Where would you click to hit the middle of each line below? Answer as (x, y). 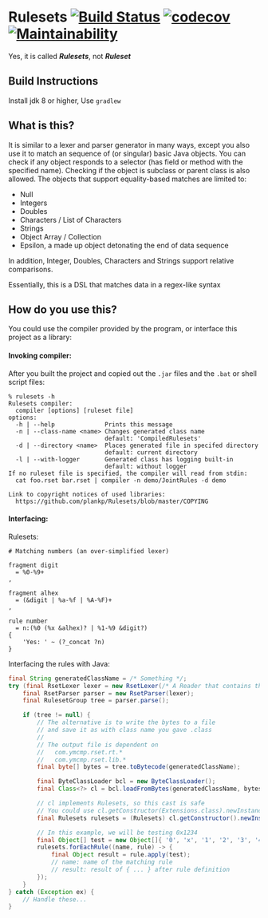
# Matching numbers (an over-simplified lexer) (89, 551)
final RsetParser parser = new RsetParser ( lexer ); (108, 693)
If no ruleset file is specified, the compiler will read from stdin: (128, 473)
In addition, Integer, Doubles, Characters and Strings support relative (121, 260)
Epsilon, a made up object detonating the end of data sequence (124, 245)
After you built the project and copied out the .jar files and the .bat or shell (133, 373)
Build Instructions (53, 81)
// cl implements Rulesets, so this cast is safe (121, 803)
